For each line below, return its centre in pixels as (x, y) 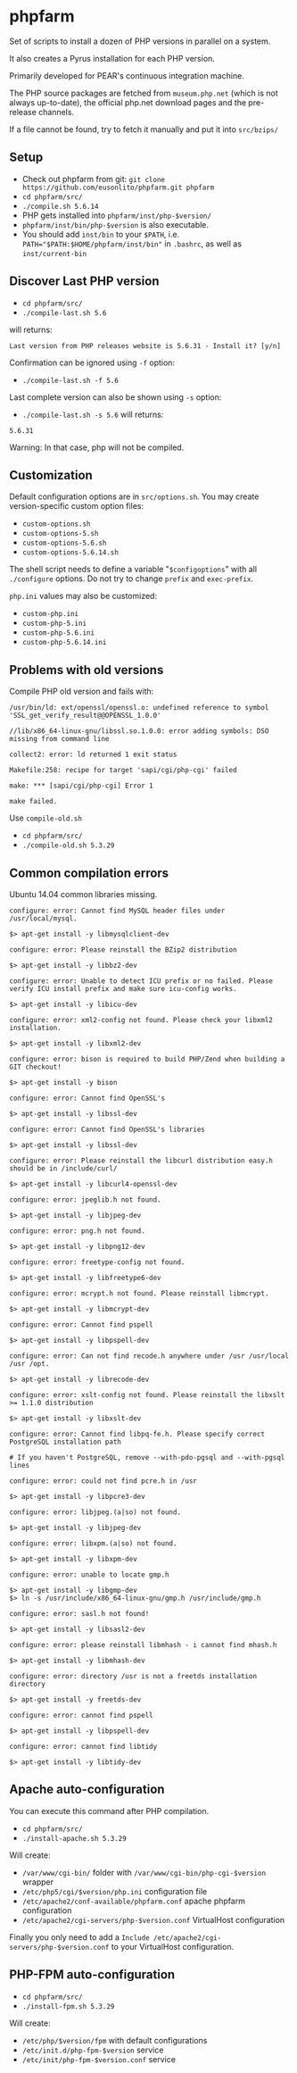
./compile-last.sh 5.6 (64, 313)
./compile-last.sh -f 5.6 (70, 380)
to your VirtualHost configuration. (173, 1946)
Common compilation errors (89, 873)
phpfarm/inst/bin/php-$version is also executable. (115, 224)
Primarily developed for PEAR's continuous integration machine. (127, 75)
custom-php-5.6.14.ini (64, 643)
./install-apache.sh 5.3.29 (74, 1838)
